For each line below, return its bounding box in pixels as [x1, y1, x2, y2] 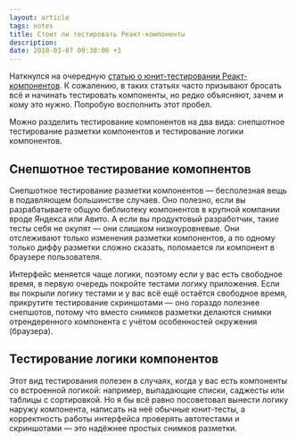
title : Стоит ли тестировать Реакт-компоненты [9, 29, 186, 38]
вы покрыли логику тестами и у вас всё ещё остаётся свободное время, [9, 288, 287, 298]
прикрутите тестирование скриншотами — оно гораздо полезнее [9, 296, 260, 308]
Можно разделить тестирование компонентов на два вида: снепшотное [9, 117, 285, 128]
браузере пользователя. [9, 251, 103, 262]
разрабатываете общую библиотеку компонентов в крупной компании [9, 204, 281, 214]
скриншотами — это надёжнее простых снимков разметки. [9, 422, 238, 433]
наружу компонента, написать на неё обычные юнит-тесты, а [9, 404, 245, 414]
